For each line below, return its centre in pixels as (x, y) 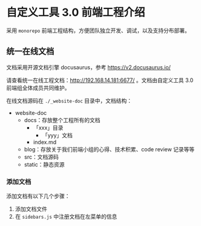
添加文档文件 (31, 209)
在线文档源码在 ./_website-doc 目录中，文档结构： (69, 100)
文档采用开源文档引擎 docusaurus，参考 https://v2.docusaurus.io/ (89, 67)
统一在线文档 (30, 51)
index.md (44, 142)
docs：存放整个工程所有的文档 (62, 120)
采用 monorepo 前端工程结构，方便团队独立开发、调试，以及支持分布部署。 (98, 30)
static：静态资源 (44, 164)
